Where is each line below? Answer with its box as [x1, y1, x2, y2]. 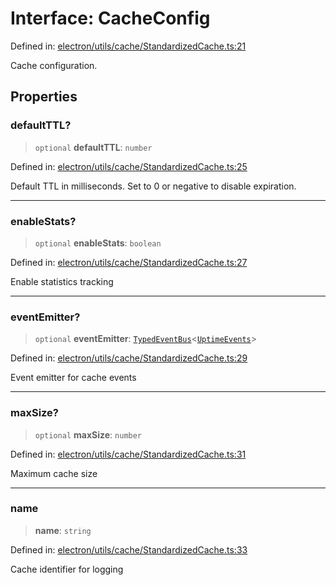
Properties [10, 88, 78, 106]
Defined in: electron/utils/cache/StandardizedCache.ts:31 [10, 448, 247, 460]
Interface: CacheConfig [10, 7, 211, 30]
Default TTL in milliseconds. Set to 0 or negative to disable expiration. [10, 180, 297, 192]
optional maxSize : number [34, 428, 143, 441]
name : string [34, 524, 92, 536]
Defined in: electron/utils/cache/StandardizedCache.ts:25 [10, 160, 248, 172]
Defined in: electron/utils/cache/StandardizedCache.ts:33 [10, 543, 248, 556]
